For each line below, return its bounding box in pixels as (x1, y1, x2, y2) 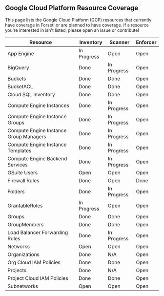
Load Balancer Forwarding (7, 229, 68, 236)
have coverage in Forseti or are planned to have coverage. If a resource (5, 22, 149, 28)
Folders (7, 188, 25, 195)
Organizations (7, 251, 40, 258)
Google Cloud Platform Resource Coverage (5, 4, 139, 12)
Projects (7, 267, 27, 274)
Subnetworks (7, 283, 38, 290)
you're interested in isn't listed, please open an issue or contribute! (5, 27, 139, 33)
